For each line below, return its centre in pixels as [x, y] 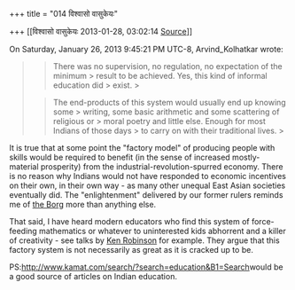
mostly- [246, 157]
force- [263, 221]
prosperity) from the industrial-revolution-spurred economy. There [162, 167]
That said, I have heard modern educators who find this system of [129, 221]
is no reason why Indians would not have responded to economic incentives [147, 176]
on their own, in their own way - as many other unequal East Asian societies [147, 185]
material [24, 167]
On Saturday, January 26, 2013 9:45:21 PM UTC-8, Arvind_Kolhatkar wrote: [146, 49]
